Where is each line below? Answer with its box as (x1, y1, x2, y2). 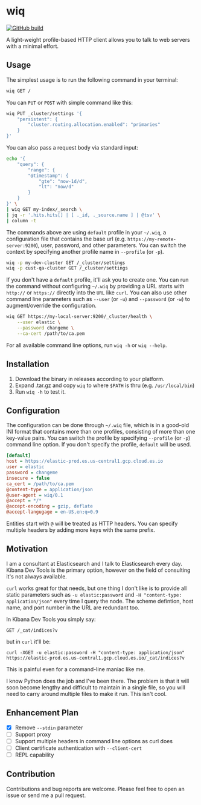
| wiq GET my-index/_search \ (6, 206, 83, 213)
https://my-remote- (127, 236, 176, 242)
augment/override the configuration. (6, 302, 97, 310)
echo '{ (6, 156, 26, 162)
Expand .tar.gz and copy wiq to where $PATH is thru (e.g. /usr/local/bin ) (14, 382, 195, 389)
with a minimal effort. (6, 42, 59, 50)
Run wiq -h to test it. (14, 388, 66, 395)
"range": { (28, 167, 56, 173)
